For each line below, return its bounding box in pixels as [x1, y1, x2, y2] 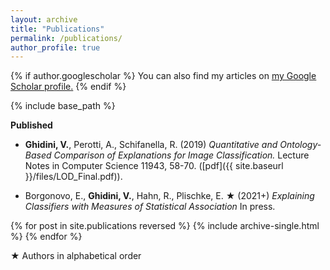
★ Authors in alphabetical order [10, 250, 142, 262]
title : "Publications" [10, 24, 105, 34]
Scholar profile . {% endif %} [10, 81, 127, 93]
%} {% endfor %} [10, 231, 83, 243]
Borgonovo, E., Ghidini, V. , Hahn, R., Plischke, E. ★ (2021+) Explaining [24, 190, 315, 202]
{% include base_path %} [10, 100, 116, 112]
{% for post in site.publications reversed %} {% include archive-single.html [10, 220, 320, 232]
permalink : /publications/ [10, 33, 123, 43]
